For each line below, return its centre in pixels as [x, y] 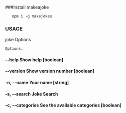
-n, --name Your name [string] [37, 83]
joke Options [18, 40]
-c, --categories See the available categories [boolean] [63, 105]
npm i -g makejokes [32, 16]
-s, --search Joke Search [32, 94]
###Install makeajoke [27, 7]
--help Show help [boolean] [34, 60]
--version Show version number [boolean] [50, 71]
